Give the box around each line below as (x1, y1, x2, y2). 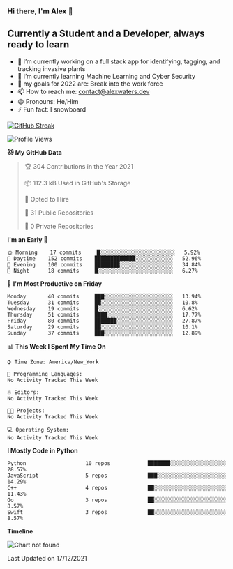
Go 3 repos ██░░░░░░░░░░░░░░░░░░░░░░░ (7, 496, 227, 503)
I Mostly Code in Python (7, 446, 78, 455)
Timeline (7, 526, 33, 536)
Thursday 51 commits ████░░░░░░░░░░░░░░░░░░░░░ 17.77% (7, 311, 201, 318)
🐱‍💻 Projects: (7, 407, 45, 414)
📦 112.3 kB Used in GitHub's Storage (24, 179, 131, 187)
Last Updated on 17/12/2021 (7, 554, 87, 562)
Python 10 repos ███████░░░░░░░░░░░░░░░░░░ (7, 460, 227, 466)
